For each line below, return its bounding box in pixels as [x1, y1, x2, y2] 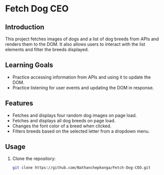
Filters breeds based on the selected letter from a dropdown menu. [12, 128, 150, 134]
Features [5, 99, 33, 107]
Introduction [5, 23, 45, 31]
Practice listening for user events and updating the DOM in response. [12, 85, 154, 90]
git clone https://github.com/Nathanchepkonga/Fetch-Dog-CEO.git [12, 165, 151, 171]
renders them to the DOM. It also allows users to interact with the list [5, 41, 146, 47]
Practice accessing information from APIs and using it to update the [12, 74, 151, 80]
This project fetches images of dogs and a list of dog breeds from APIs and [5, 36, 159, 42]
